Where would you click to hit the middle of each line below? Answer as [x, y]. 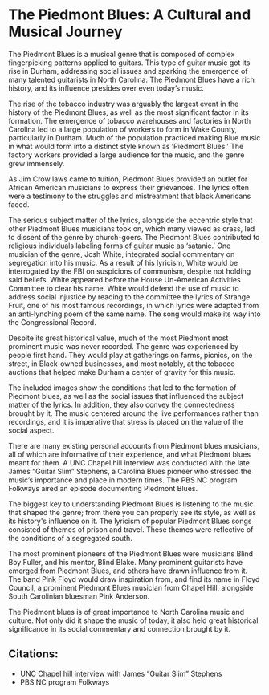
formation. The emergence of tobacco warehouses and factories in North [130, 120]
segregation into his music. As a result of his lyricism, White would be [123, 262]
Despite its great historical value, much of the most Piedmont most [118, 338]
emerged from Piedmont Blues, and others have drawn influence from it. [128, 571]
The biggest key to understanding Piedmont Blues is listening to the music [131, 504]
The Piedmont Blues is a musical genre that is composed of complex [122, 54]
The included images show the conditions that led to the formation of [122, 388]
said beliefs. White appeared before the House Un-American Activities [124, 279]
